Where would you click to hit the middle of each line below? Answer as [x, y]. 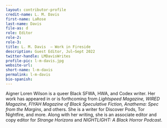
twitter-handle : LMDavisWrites [38, 56]
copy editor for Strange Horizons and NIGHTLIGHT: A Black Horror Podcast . [84, 120]
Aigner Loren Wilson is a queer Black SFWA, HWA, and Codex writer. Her [81, 93]
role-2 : [14, 38]
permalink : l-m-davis [28, 75]
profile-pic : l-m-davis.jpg [35, 61]
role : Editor [19, 33]
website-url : [19, 65]
